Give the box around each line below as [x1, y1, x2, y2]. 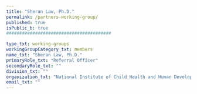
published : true [6, 19, 46, 25]
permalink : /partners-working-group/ [6, 14, 98, 20]
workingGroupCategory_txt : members [6, 46, 93, 53]
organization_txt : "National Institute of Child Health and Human [6, 74, 172, 80]
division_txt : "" [6, 68, 49, 74]
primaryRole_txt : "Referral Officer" [6, 57, 98, 63]
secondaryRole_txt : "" [6, 63, 62, 69]
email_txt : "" [6, 79, 41, 85]
